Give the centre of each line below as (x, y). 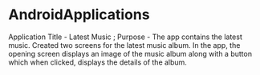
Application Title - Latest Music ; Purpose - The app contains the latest (125, 37)
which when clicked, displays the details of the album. (97, 62)
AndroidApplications (79, 15)
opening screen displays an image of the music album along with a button (130, 53)
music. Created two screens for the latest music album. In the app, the (124, 45)
